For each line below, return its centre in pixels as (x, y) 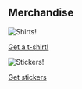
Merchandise (41, 13)
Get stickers (27, 77)
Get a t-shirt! (29, 47)
